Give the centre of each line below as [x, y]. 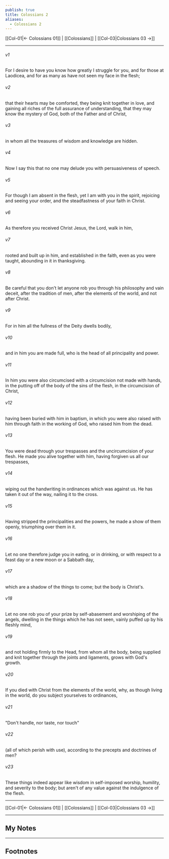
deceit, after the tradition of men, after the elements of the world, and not [81, 293]
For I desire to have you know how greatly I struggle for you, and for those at [84, 70]
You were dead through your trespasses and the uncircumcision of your [80, 451]
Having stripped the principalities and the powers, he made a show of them [83, 522]
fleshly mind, [19, 624]
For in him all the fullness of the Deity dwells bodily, [59, 326]
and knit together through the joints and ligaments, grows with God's [76, 657]
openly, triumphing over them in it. [41, 527]
